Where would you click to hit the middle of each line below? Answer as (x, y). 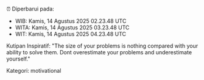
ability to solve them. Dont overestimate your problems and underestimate (99, 52)
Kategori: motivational (34, 71)
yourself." (18, 59)
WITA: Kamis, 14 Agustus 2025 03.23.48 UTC (72, 27)
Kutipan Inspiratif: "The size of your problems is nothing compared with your (102, 46)
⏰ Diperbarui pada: (30, 9)
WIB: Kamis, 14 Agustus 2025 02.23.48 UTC (71, 21)
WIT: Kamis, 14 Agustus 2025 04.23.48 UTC (71, 34)
